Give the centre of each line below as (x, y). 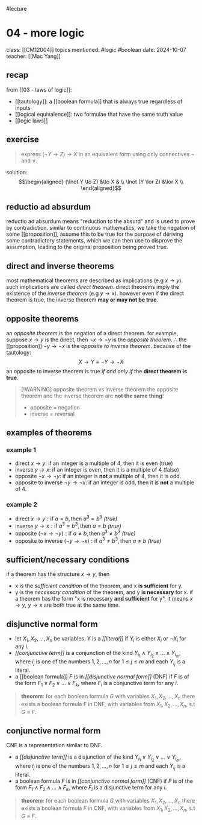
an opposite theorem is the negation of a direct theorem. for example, (92, 333)
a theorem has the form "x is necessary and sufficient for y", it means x (104, 599)
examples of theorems (49, 433)
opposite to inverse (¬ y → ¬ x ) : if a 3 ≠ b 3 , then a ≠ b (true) (88, 540)
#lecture (17, 9)
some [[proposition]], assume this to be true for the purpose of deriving (95, 234)
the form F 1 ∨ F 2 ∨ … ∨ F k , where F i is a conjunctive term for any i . (96, 684)
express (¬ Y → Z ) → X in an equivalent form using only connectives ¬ (108, 154)
